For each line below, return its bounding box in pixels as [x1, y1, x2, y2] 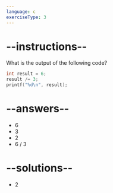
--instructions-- [6, 40, 87, 53]
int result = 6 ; [6, 71, 46, 77]
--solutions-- [6, 162, 73, 175]
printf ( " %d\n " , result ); [6, 82, 68, 88]
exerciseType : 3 [6, 14, 46, 20]
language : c [6, 8, 36, 15]
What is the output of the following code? [6, 59, 108, 67]
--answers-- [6, 102, 70, 116]
